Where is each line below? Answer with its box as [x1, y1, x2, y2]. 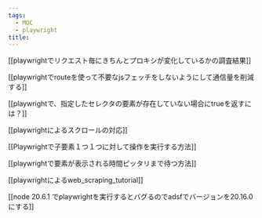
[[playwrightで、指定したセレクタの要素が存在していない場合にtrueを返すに [8, 99, 253, 108]
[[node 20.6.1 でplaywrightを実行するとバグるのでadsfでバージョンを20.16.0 [8, 192, 253, 202]
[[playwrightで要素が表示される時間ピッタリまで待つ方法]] [8, 158, 197, 169]
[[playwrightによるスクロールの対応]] [8, 125, 128, 135]
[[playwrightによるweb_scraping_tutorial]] [8, 176, 144, 185]
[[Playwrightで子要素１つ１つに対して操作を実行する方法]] [8, 142, 197, 151]
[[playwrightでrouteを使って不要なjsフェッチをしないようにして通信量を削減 [8, 72, 255, 82]
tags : [8, 11, 26, 20]
